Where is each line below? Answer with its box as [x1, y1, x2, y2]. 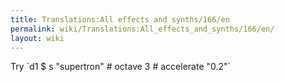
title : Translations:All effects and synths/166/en [10, 14, 230, 25]
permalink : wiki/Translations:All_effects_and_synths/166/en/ [10, 24, 275, 34]
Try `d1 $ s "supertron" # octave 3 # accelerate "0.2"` [10, 61, 232, 73]
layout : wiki [10, 33, 65, 43]
